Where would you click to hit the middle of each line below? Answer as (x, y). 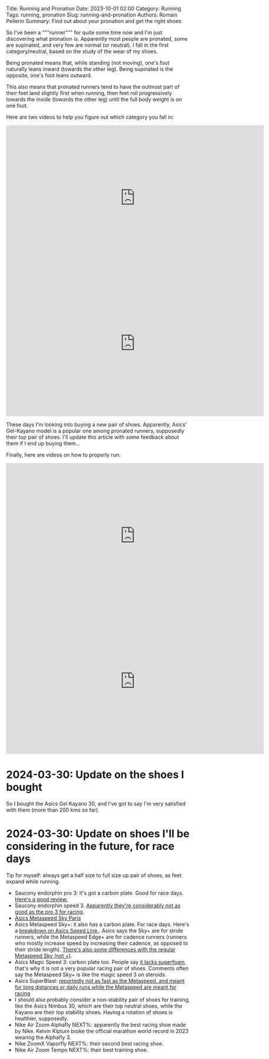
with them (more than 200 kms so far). (53, 810)
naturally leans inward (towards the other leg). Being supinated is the (90, 69)
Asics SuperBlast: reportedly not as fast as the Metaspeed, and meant (99, 980)
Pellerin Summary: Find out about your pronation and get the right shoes (94, 21)
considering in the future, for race (90, 846)
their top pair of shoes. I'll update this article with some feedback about (93, 437)
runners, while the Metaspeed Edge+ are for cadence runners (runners (101, 937)
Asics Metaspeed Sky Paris (48, 918)
